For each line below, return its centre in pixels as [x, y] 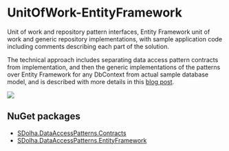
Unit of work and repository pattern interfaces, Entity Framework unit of [109, 32]
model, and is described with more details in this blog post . [91, 81]
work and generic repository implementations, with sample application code [115, 39]
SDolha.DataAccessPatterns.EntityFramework [82, 140]
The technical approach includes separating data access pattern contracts [113, 59]
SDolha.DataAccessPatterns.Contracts [72, 133]
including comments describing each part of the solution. [88, 46]
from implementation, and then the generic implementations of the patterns [114, 67]
